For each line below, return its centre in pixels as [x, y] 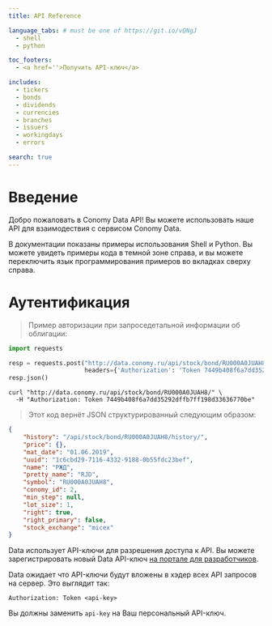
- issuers [32, 128]
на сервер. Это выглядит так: [59, 583]
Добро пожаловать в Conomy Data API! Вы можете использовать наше [132, 219]
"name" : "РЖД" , [49, 467]
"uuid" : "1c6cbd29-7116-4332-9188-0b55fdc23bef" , [108, 460]
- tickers [32, 90]
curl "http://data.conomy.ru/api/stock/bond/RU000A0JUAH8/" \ [115, 393]
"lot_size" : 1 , [49, 505]
